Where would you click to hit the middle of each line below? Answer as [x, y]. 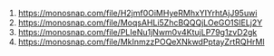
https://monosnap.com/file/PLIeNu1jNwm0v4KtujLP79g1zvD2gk [137, 32]
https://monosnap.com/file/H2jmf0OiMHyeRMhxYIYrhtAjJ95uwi [137, 13]
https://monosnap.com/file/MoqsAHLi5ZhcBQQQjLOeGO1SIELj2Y [140, 23]
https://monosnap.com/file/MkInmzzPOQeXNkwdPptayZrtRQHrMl [141, 42]
